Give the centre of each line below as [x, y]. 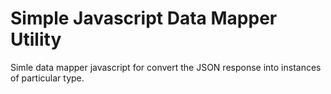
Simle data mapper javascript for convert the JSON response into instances [166, 67]
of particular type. [47, 78]
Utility [36, 39]
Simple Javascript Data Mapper [144, 18]
